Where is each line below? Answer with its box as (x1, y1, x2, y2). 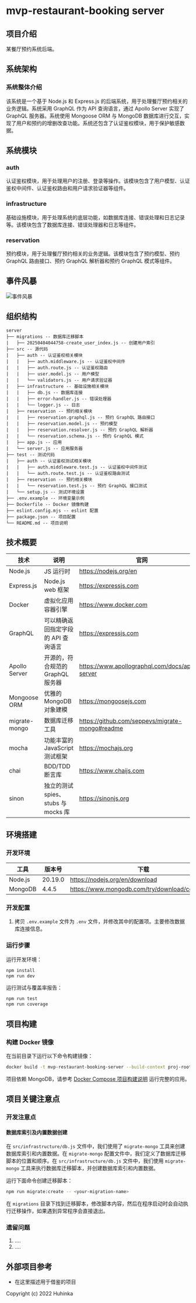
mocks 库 (44, 808, 70, 816)
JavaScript (44, 744, 74, 752)
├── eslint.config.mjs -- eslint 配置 (6, 508, 99, 513)
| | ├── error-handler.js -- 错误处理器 (6, 396, 112, 402)
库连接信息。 (14, 925, 45, 932)
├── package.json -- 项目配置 (6, 513, 76, 520)
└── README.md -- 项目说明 (6, 520, 68, 526)
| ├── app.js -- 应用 (6, 439, 62, 445)
